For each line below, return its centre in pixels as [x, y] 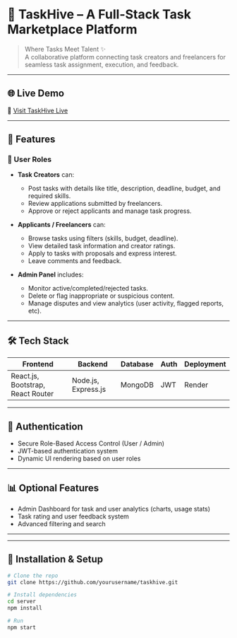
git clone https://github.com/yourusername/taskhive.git [93, 582]
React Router [32, 394]
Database [137, 364]
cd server [22, 602]
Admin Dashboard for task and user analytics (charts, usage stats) [114, 509]
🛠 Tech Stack [38, 341]
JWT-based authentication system [68, 451]
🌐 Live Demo [36, 94]
